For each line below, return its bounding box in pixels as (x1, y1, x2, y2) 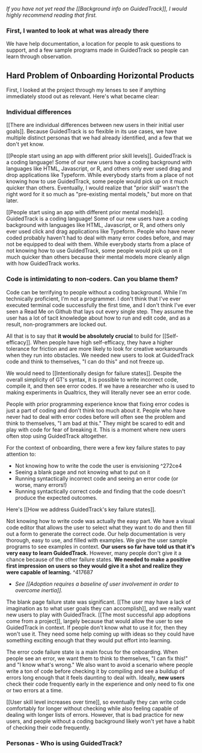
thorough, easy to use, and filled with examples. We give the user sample (6, 536, 188, 544)
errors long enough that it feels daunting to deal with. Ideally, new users (6, 674, 185, 681)
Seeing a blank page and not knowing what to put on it (14, 468, 150, 476)
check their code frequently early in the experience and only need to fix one (6, 680, 195, 687)
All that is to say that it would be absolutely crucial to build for (6, 332, 161, 339)
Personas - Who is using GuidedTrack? (6, 739, 123, 747)
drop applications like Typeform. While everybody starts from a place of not (6, 172, 194, 179)
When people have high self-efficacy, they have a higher (32, 338, 173, 346)
